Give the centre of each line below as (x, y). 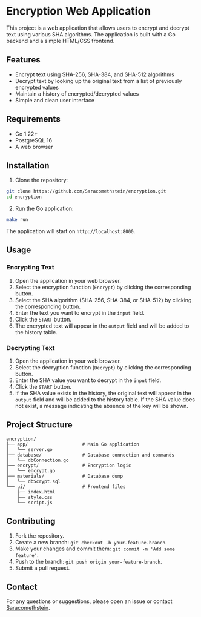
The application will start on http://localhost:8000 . (71, 231)
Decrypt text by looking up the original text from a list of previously (98, 81)
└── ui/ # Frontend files (66, 487)
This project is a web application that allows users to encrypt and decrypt (98, 28)
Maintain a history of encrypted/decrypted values (77, 94)
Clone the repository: (41, 180)
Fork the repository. (40, 536)
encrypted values (37, 87)
